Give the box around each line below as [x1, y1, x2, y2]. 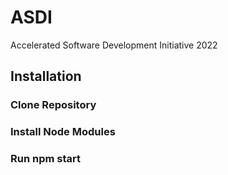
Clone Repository [10, 98, 97, 112]
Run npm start [10, 152, 81, 166]
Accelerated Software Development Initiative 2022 [10, 39, 218, 51]
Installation [10, 68, 82, 85]
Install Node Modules [10, 125, 116, 139]
